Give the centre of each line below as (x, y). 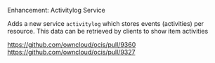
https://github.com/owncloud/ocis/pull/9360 (72, 44)
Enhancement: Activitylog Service (56, 10)
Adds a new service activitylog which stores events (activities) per (106, 23)
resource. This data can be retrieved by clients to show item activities (108, 31)
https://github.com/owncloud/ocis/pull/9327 (71, 52)
